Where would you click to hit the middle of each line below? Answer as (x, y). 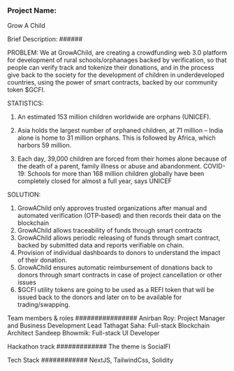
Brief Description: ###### (45, 39)
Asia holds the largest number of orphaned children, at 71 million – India (120, 131)
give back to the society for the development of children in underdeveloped (116, 75)
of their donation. (42, 260)
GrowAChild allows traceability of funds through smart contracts (110, 231)
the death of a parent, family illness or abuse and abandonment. (109, 166)
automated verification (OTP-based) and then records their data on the (119, 216)
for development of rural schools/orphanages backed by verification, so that (117, 60)
